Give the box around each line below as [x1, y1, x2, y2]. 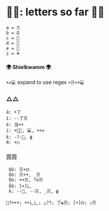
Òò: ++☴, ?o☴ [8, 177, 43, 183]
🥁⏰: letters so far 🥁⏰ [6, 5, 105, 19]
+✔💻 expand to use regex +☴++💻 [6, 79, 85, 86]
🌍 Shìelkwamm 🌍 [6, 63, 52, 70]
